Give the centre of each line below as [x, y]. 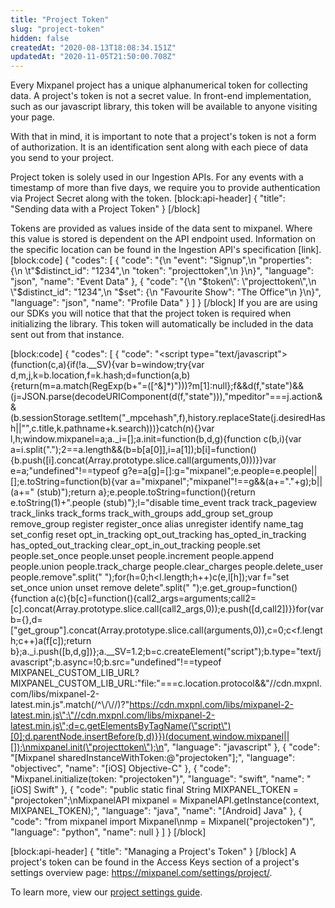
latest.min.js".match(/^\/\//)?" [70, 705]
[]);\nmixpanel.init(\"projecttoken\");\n [87, 747]
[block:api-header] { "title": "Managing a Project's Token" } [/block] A [153, 852]
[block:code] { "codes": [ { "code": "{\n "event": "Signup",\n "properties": [161, 260]
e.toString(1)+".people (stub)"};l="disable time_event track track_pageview [164, 503]
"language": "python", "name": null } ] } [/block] [108, 832]
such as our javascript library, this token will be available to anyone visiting [164, 107]
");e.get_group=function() [244, 588]
